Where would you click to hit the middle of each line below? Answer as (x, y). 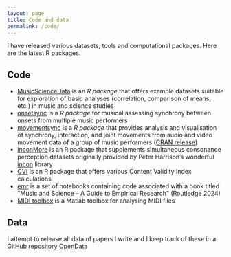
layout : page (26, 13)
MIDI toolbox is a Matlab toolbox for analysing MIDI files (96, 201)
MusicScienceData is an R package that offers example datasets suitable (120, 91)
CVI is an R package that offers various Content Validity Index (104, 172)
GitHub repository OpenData (47, 246)
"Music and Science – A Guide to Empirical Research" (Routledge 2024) (119, 194)
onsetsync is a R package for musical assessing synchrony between (114, 113)
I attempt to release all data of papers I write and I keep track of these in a (112, 239)
